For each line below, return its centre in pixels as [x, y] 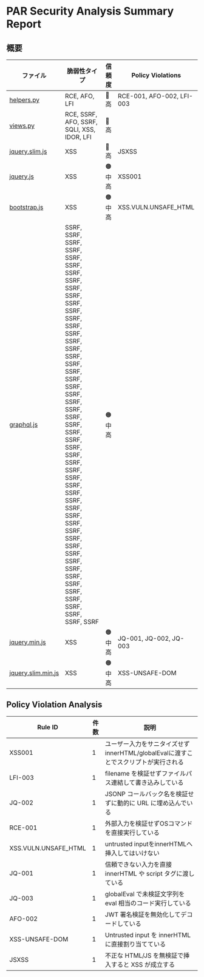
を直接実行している [132, 833]
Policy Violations [156, 75]
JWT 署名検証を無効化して [143, 914]
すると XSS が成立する [143, 964]
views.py [22, 126]
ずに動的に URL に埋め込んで [146, 803]
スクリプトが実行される [150, 762]
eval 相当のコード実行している [148, 903]
